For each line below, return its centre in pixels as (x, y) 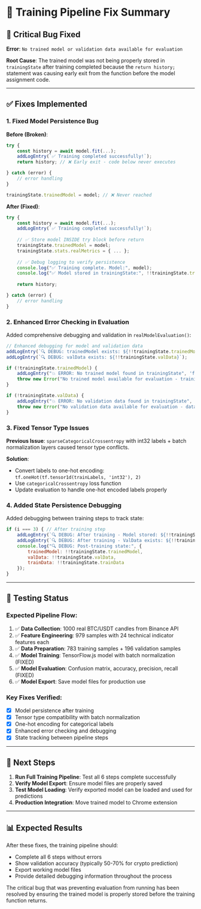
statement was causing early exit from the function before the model (91, 73)
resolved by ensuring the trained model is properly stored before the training (100, 894)
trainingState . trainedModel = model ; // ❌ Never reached (79, 195)
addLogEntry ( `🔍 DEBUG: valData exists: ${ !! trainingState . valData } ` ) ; (97, 357)
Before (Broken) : (27, 134)
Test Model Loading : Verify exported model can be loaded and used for (103, 790)
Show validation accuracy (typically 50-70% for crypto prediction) (96, 863)
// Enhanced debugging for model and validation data (75, 346)
